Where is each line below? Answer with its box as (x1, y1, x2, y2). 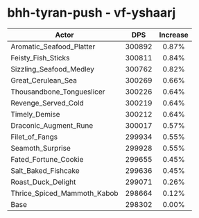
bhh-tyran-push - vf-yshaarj (7, 5, 176, 21)
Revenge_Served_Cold (10, 98, 85, 108)
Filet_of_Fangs (10, 132, 58, 142)
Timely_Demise (10, 109, 60, 119)
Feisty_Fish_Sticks (10, 53, 70, 62)
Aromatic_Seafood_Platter (10, 42, 96, 51)
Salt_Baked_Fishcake (10, 165, 80, 175)
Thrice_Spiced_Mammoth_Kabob (10, 188, 119, 198)
